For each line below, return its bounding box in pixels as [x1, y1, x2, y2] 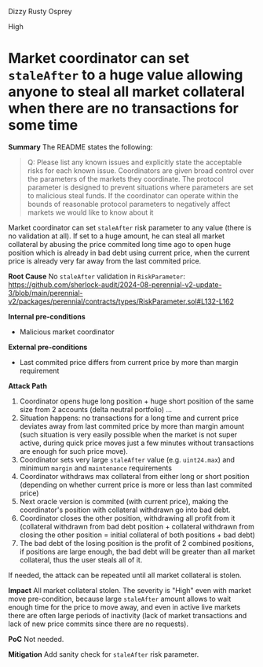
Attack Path [8, 381, 47, 390]
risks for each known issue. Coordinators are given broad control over [27, 165, 254, 175]
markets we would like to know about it [27, 208, 154, 217]
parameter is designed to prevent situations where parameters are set [27, 182, 254, 192]
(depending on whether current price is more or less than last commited [19, 480, 253, 489]
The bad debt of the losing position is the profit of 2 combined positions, [19, 538, 254, 547]
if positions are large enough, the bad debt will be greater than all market [19, 547, 255, 556]
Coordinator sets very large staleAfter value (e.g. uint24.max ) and [19, 455, 236, 464]
